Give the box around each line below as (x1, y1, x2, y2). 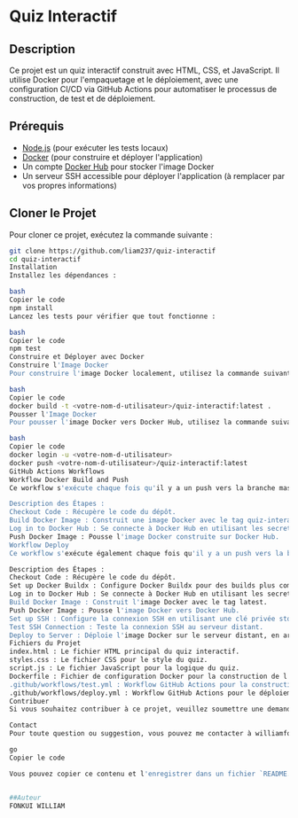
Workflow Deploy (9, 541, 69, 549)
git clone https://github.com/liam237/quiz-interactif (9, 246, 216, 255)
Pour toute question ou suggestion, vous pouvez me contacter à (9, 729, 252, 738)
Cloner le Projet (9, 206, 97, 221)
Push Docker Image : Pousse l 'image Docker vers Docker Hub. (9, 605, 240, 615)
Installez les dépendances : (9, 271, 117, 280)
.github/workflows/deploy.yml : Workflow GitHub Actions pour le (9, 689, 255, 697)
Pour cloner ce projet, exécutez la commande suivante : (9, 229, 213, 240)
